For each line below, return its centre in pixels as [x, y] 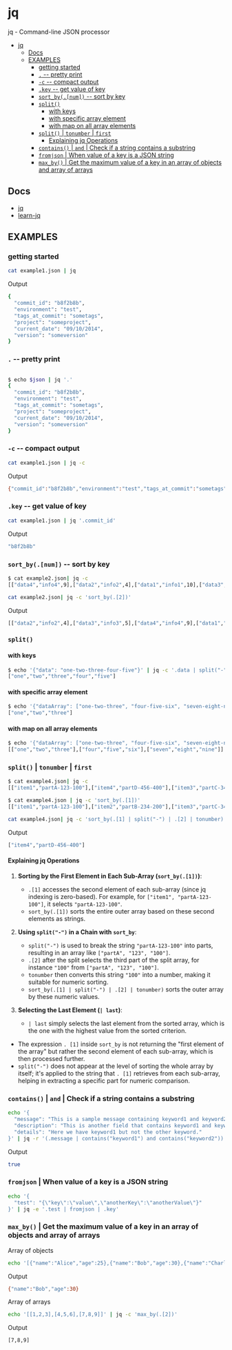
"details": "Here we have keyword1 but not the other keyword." [108, 1132]
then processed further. [51, 1058]
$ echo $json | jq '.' [40, 380]
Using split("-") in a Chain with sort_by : [77, 931]
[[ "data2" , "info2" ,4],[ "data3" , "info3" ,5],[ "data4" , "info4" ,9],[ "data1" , [116, 623]
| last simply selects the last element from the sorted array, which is [126, 1023]
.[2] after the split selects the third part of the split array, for [114, 960]
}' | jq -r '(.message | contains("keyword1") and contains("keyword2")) [116, 1138]
